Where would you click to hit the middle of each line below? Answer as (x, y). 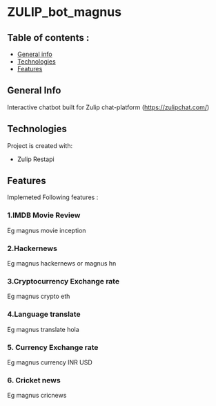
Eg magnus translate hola (43, 329)
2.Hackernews (32, 248)
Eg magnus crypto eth (39, 296)
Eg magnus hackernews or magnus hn (62, 264)
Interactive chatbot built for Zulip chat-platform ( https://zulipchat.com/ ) (108, 107)
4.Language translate (44, 314)
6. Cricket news (34, 380)
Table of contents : (48, 38)
